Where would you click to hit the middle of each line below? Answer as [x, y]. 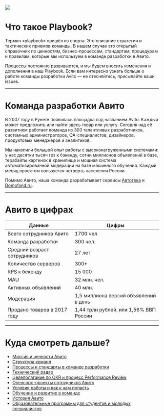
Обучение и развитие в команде [46, 393]
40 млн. [84, 287]
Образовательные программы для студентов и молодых [71, 403]
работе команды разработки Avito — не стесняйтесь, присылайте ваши [80, 76]
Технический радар [33, 372]
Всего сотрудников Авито [38, 234]
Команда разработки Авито [65, 106]
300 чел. [85, 241]
